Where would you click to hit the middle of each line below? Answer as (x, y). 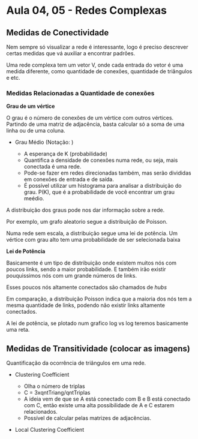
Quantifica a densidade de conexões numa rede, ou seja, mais (101, 160)
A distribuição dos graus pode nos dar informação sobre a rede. (85, 210)
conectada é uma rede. (52, 167)
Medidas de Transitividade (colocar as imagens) (98, 348)
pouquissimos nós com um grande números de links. (71, 276)
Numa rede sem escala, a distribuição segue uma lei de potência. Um (92, 233)
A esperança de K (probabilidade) (66, 154)
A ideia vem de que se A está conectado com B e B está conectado (107, 399)
